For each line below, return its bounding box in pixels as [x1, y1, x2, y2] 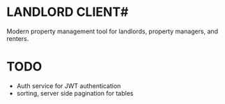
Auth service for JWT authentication [16, 81, 121, 90]
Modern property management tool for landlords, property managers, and [6, 27, 219, 35]
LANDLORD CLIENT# [6, 4, 129, 20]
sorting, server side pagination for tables [16, 89, 134, 97]
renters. [6, 34, 29, 42]
